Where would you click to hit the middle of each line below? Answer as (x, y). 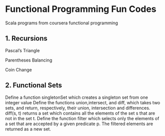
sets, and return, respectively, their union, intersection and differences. (78, 108)
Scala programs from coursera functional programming (62, 23)
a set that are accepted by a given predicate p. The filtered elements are (79, 124)
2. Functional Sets (34, 85)
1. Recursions (26, 38)
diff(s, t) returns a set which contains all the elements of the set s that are (80, 113)
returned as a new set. (28, 129)
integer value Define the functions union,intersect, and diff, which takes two (83, 102)
